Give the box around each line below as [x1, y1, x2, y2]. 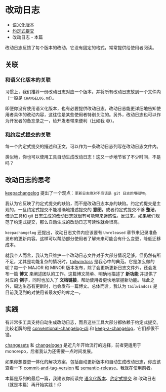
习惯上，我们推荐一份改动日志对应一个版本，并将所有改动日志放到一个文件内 [5, 88, 161, 94]
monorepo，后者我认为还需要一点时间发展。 [5, 348, 95, 354]
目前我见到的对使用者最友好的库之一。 [5, 289, 83, 295]
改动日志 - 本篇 [12, 34, 43, 40]
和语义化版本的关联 [5, 77, 51, 83]
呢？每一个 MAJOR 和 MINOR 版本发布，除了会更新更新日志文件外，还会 [5, 265, 153, 271]
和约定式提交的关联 [5, 131, 51, 138]
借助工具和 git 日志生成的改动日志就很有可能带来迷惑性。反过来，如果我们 [5, 213, 156, 219]
